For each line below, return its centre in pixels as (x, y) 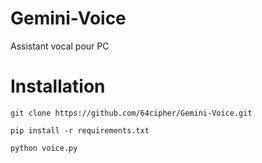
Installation (58, 86)
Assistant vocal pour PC (60, 46)
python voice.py (44, 148)
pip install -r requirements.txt (80, 130)
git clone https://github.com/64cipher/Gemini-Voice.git (131, 113)
